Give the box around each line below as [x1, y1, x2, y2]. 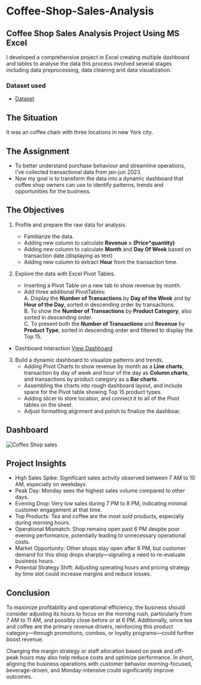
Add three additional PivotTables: [23, 288, 106, 295]
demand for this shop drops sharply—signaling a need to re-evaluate [14, 551, 185, 558]
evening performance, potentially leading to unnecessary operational [14, 532, 186, 539]
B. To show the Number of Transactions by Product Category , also [23, 307, 192, 314]
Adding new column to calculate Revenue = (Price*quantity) [23, 239, 175, 246]
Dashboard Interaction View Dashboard [14, 345, 113, 352]
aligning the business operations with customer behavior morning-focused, [6, 660, 193, 668]
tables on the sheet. [23, 401, 73, 408]
